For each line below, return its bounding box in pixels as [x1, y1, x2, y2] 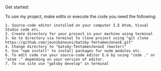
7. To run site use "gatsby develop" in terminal [5, 61, 109, 66]
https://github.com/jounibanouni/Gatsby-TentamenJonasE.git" [5, 40, 133, 45]
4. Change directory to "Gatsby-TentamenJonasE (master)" [5, 44, 127, 49]
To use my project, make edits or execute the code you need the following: [5, 14, 157, 19]
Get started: [5, 4, 30, 10]
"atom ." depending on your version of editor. [5, 57, 105, 62]
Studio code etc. [5, 27, 41, 32]
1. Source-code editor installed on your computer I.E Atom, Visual [5, 23, 149, 28]
